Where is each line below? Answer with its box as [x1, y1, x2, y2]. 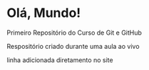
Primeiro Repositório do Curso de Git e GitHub [6, 28, 142, 37]
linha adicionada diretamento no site [6, 55, 113, 64]
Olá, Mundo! [6, 5, 81, 21]
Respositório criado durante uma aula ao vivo [6, 42, 140, 50]
